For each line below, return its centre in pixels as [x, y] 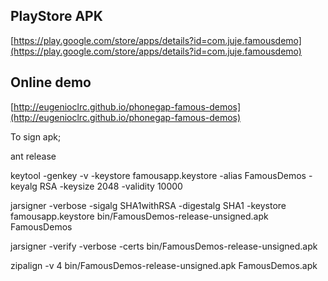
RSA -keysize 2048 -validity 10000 [111, 186]
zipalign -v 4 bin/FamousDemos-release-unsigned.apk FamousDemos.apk [164, 265]
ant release [33, 156]
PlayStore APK [56, 16]
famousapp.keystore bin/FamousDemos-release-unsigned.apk [139, 216]
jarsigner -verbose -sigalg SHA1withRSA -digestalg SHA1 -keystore [148, 205]
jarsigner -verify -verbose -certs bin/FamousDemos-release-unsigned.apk [164, 246]
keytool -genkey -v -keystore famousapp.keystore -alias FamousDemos [158, 175]
